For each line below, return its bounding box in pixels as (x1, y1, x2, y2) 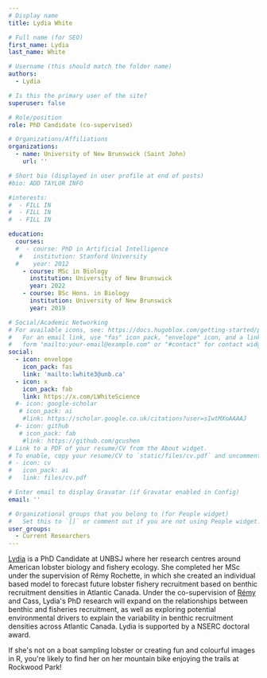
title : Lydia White (8, 19, 73, 27)
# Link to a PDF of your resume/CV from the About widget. (8, 444, 208, 452)
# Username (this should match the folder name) (8, 63, 172, 71)
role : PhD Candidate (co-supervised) (8, 121, 133, 129)
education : (8, 230, 44, 239)
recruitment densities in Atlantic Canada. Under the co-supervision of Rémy (8, 588, 257, 598)
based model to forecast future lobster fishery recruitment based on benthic (8, 579, 258, 589)
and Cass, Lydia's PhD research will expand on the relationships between (8, 596, 248, 606)
